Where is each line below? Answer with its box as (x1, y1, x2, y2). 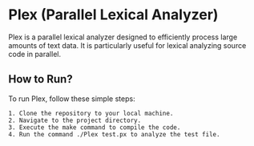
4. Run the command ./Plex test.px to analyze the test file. (8, 130, 220, 138)
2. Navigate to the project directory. (8, 116, 142, 124)
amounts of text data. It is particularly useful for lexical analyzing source (8, 40, 247, 50)
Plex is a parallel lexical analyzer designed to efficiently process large (8, 32, 238, 42)
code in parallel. (8, 49, 62, 59)
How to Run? (8, 72, 74, 86)
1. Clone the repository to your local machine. (8, 109, 174, 117)
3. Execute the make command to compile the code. (8, 123, 181, 132)
